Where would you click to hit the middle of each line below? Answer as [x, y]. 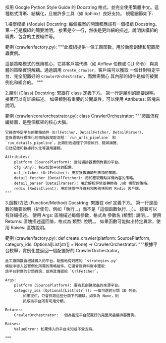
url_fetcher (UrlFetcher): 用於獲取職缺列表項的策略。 [67, 173]
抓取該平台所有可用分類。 [45, 301]
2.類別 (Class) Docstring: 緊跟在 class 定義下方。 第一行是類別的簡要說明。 [82, 93]
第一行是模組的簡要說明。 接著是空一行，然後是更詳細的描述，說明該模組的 [82, 30]
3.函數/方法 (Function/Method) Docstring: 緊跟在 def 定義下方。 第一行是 [79, 203]
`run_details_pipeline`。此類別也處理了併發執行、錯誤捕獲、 [63, 143]
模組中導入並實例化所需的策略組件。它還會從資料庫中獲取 [55, 266]
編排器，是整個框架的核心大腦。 [38, 122]
